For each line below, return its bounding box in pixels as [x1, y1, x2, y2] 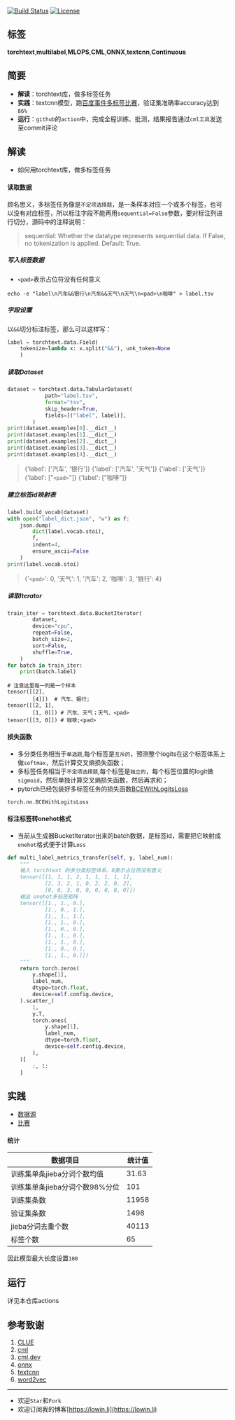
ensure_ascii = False [32, 548, 90, 555]
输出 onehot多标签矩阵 [20, 893, 78, 900]
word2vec [17, 1375, 47, 1384]
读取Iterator [7, 592, 42, 600]
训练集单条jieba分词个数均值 [10, 1169, 104, 1179]
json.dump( [20, 522, 52, 529]
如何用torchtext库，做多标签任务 [17, 165, 111, 174]
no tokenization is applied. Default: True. [24, 239, 141, 247]
